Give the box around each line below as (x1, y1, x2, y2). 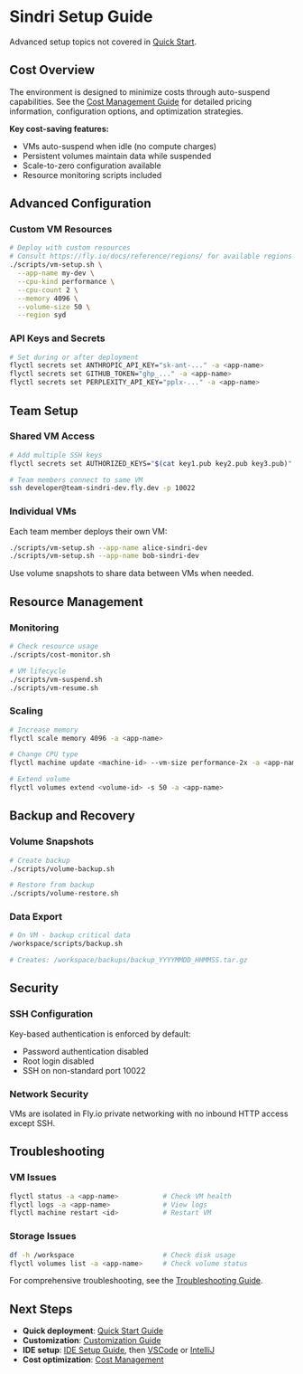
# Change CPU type (9, 750, 78, 759)
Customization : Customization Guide (22, 1335, 161, 1346)
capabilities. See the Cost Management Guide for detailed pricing (9, 96, 252, 107)
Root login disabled (22, 1056, 95, 1066)
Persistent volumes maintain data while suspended (22, 150, 212, 161)
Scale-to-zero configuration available (22, 160, 161, 171)
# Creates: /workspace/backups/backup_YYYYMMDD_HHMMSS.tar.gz (9, 956, 248, 965)
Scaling (9, 705, 43, 717)
